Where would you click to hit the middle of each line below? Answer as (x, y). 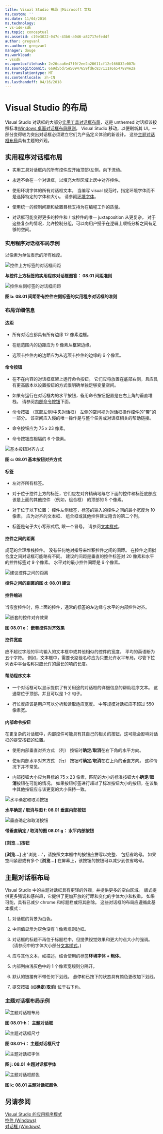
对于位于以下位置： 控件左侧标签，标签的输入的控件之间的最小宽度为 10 (83, 510)
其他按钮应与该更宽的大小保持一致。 (52, 789)
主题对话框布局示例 (27, 1001)
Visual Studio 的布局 (46, 107)
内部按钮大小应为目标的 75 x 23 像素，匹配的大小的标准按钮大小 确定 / (81, 777)
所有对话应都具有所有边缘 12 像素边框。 (51, 334)
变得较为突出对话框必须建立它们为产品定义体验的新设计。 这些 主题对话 (84, 134)
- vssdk (13, 59)
